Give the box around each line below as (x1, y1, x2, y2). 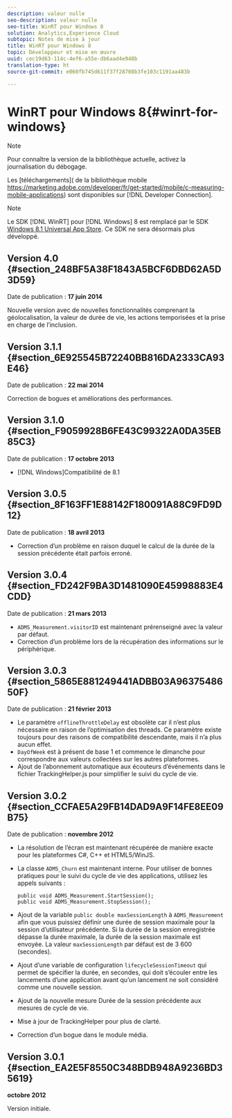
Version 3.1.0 (7, 414, 64, 427)
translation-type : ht (7, 62, 70, 69)
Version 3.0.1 (7, 1051, 64, 1063)
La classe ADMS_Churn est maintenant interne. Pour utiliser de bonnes (17, 864, 213, 872)
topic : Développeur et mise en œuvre (7, 49, 116, 56)
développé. (7, 232, 39, 241)
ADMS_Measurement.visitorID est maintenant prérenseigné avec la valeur (17, 622, 223, 631)
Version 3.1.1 (7, 341, 62, 352)
